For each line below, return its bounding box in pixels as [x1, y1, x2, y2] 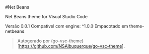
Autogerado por [17, 38, 50, 44]
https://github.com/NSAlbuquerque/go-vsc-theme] [19, 43, 124, 49]
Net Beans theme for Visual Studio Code [5, 14, 88, 19]
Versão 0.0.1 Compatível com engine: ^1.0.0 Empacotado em [5, 23, 128, 29]
